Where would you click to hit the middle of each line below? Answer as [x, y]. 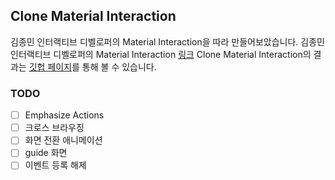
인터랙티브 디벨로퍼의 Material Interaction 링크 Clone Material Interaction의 [161, 54]
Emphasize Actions [64, 115]
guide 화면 [46, 153]
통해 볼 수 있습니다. [119, 66]
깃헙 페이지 [50, 66]
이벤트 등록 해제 [55, 165]
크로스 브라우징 [54, 128]
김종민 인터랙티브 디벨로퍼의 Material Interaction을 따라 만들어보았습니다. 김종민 [167, 41]
